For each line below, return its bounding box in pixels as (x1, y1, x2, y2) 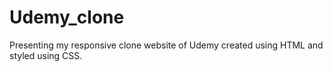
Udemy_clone (9, 6, 125, 29)
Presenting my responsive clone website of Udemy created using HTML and (9, 39, 324, 51)
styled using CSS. (9, 49, 83, 61)
